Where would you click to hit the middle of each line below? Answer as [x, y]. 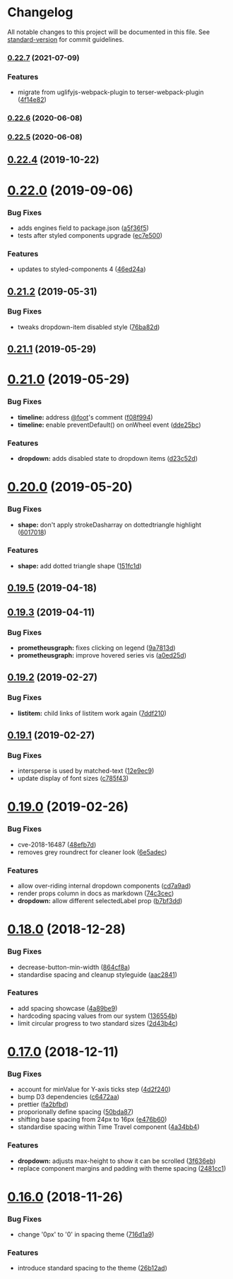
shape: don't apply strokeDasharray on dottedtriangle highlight [109, 524]
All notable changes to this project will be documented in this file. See [109, 32]
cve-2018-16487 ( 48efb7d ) [57, 844]
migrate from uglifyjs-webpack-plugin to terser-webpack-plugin [110, 92]
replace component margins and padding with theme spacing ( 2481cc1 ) [122, 1168]
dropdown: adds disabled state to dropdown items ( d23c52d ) [108, 459]
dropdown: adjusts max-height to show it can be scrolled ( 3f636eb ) [116, 1161]
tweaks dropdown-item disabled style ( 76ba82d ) [89, 327]
